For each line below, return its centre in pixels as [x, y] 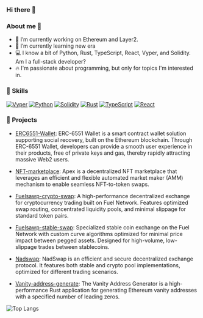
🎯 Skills [17, 91]
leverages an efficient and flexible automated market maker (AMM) [99, 177]
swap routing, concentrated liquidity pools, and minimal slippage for [101, 209]
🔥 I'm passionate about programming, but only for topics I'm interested [104, 68]
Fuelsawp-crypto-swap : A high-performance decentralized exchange [102, 196]
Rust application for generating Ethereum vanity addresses [123, 290]
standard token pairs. [42, 215]
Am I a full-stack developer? [51, 62]
